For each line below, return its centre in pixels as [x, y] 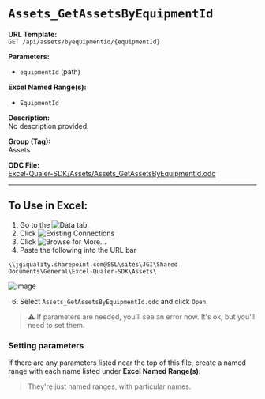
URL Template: [33, 34]
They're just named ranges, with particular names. [109, 386]
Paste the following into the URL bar [78, 250]
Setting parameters [46, 345]
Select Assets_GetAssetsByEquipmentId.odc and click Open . [114, 301]
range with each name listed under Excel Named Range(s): [105, 371]
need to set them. [56, 325]
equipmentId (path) [50, 72]
